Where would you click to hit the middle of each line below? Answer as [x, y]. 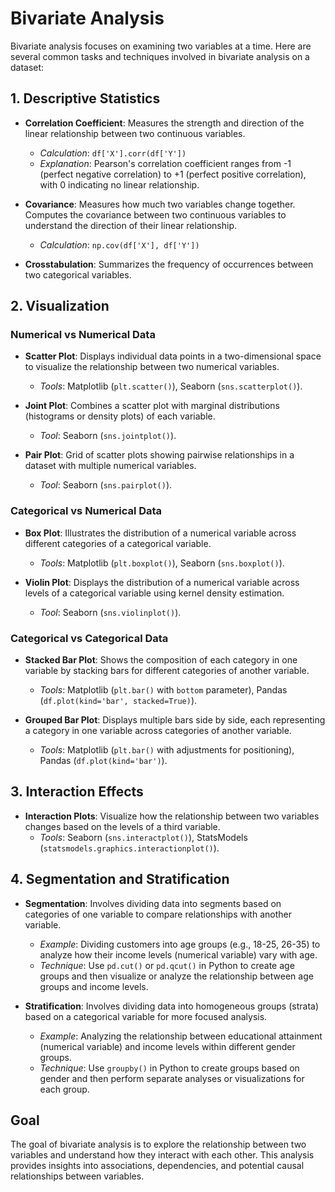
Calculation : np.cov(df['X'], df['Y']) [119, 244]
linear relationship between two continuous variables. [135, 133]
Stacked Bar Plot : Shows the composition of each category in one [161, 660]
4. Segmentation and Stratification [120, 879]
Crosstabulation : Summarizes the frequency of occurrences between [169, 264]
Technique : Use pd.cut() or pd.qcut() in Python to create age [167, 965]
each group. [64, 1089]
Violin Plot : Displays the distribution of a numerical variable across [162, 582]
